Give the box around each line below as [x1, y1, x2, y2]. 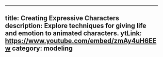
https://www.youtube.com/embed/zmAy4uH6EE [5, 37, 157, 45]
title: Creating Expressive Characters [5, 14, 120, 22]
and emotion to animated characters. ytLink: [5, 29, 142, 38]
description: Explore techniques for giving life [5, 22, 147, 30]
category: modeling [12, 44, 73, 53]
